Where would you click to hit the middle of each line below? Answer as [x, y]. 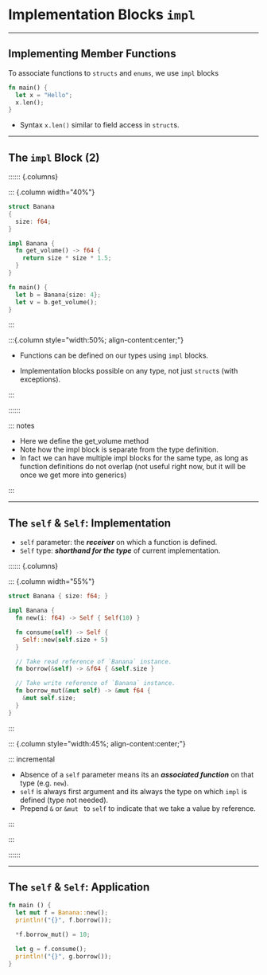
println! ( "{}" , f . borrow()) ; [64, 920]
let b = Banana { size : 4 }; [58, 295]
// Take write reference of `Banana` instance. [96, 683]
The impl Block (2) [54, 157]
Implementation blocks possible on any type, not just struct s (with [129, 371]
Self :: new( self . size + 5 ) [66, 640]
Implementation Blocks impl [102, 15]
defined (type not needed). [64, 800]
